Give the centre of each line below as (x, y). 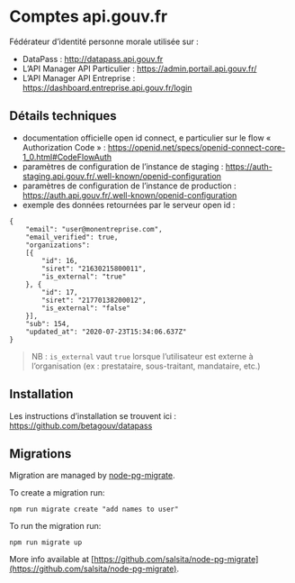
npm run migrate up (46, 542)
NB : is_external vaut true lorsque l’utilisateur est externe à (142, 356)
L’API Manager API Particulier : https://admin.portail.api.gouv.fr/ (139, 68)
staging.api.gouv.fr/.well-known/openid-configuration (122, 176)
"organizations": (58, 245)
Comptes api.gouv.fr (89, 17)
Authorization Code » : (64, 147)
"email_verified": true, (72, 237)
